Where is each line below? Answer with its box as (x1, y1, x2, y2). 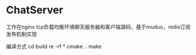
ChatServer (6, 3, 63, 17)
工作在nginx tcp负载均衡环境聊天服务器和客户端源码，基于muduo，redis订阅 (6, 23, 191, 30)
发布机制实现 (6, 30, 37, 38)
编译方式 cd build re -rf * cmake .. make (6, 43, 102, 50)
